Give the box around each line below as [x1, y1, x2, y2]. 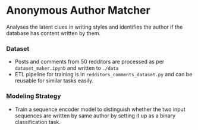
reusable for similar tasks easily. [14, 77, 94, 84]
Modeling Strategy [6, 92, 61, 100]
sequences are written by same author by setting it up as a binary [14, 112, 176, 119]
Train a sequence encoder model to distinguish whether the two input [14, 106, 186, 113]
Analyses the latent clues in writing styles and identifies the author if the [6, 23, 183, 30]
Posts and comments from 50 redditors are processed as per [14, 58, 165, 66]
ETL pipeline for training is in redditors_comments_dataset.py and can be [14, 71, 193, 78]
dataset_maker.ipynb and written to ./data [14, 64, 119, 72]
